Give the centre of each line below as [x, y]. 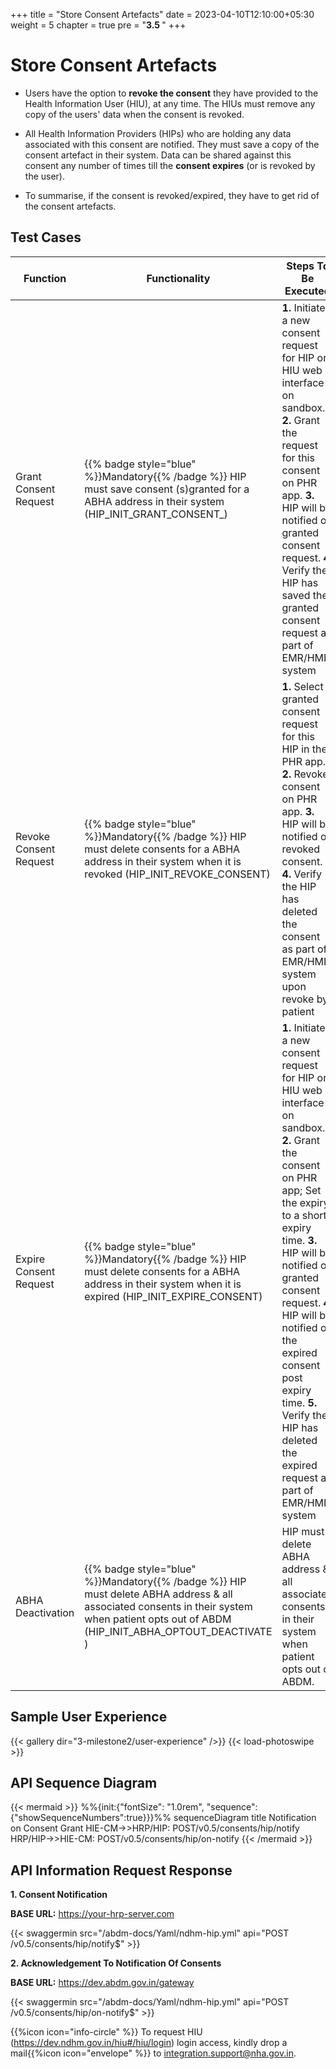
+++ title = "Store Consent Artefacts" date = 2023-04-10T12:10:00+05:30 [162, 14]
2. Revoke [305, 774]
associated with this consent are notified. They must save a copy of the [172, 144]
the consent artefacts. [70, 206]
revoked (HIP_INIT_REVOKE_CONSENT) [177, 874]
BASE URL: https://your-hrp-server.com [92, 1914]
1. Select [302, 686]
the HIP [299, 886]
